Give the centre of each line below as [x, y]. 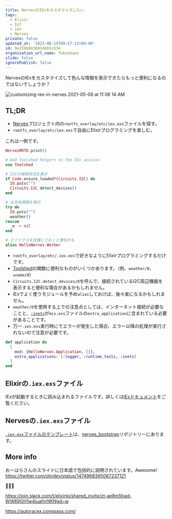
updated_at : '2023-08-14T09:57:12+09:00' [50, 44]
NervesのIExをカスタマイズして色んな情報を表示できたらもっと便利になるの [86, 78]
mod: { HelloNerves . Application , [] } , [55, 352]
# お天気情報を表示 [23, 203]
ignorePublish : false [28, 63]
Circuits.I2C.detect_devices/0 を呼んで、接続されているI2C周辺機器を [88, 281]
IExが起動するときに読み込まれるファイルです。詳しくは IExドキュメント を [83, 397]
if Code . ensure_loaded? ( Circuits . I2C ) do [50, 179]
